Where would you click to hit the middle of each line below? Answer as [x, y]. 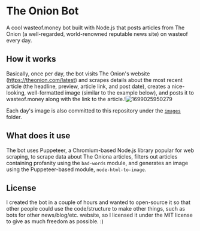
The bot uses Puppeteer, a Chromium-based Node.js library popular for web [100, 150]
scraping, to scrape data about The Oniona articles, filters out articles [92, 156]
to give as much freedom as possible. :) [55, 221]
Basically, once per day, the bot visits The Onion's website [78, 74]
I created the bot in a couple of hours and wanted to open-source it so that [98, 202]
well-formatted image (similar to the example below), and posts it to [111, 92]
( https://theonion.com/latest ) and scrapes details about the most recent [94, 80]
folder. [14, 117]
